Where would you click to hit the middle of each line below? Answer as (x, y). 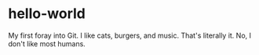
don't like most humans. (47, 43)
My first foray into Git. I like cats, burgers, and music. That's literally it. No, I (130, 35)
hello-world (47, 14)
